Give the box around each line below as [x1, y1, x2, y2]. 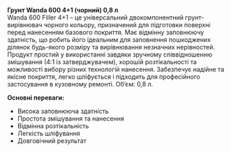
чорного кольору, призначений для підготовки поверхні [43, 21, 211, 29]
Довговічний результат [17, 137, 87, 145]
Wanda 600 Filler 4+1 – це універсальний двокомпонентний [7, 13, 184, 22]
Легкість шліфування [17, 129, 80, 137]
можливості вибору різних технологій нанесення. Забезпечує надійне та [7, 66, 225, 73]
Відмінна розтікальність [17, 122, 89, 130]
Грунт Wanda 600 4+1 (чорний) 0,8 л [7, 6, 119, 14]
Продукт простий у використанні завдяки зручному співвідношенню [7, 50, 213, 59]
